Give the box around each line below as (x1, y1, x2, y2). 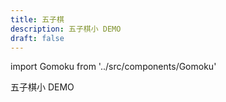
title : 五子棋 (10, 14, 65, 25)
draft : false (10, 33, 65, 43)
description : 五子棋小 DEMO (10, 24, 122, 34)
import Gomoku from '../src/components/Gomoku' (10, 61, 217, 73)
